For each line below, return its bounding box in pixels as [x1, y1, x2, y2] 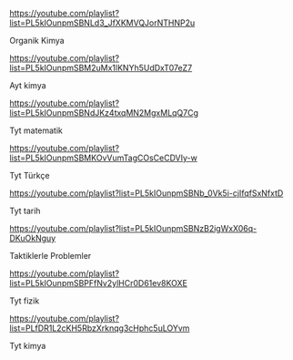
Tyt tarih [9, 205, 41, 216]
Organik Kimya [9, 36, 66, 46]
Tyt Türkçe [9, 170, 50, 180]
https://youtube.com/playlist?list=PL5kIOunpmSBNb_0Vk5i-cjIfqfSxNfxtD [9, 188, 284, 199]
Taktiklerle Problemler [9, 251, 92, 261]
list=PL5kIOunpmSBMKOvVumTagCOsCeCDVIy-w [9, 152, 197, 163]
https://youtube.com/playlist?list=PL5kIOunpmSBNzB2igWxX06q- [9, 223, 258, 233]
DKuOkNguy [9, 232, 56, 243]
